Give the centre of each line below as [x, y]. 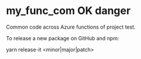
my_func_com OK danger [68, 11]
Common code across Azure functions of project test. [71, 27]
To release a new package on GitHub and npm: [63, 38]
